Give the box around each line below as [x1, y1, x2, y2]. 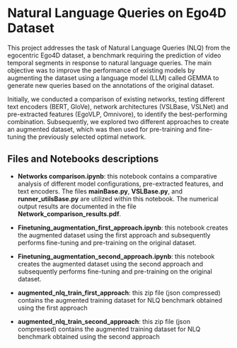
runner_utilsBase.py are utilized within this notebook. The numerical [17, 194, 219, 203]
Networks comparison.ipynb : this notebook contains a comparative [17, 172, 217, 180]
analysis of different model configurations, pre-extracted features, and [17, 179, 224, 188]
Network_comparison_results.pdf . [17, 209, 122, 218]
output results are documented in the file [17, 202, 137, 211]
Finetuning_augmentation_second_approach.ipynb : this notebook [17, 252, 215, 260]
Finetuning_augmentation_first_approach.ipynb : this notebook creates [17, 223, 229, 232]
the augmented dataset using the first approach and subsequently [17, 230, 211, 239]
